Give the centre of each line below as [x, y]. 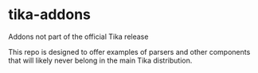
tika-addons [50, 15]
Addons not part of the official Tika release [78, 36]
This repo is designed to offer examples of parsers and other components [129, 52]
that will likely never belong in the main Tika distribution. [100, 60]
